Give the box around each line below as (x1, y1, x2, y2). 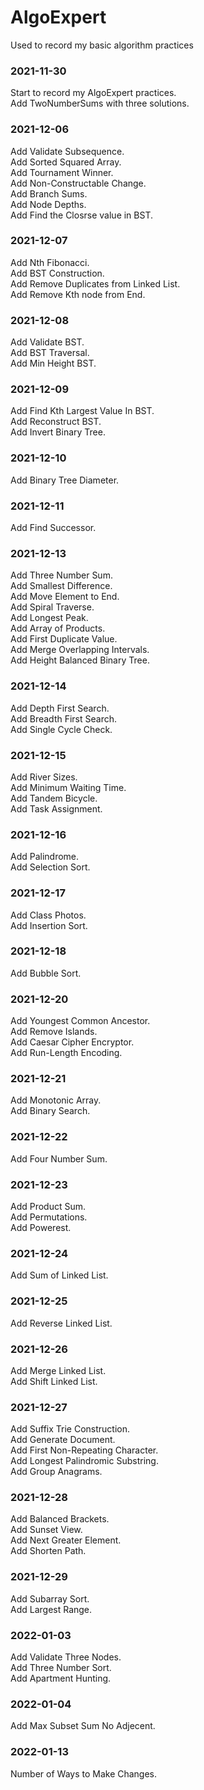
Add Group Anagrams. (10, 1466, 103, 1478)
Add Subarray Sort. (10, 1592, 90, 1605)
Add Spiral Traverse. (10, 601, 95, 613)
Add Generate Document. (10, 1434, 116, 1446)
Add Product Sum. (10, 1200, 87, 1212)
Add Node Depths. (10, 198, 87, 210)
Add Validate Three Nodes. (10, 1651, 122, 1663)
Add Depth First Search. (10, 702, 110, 714)
